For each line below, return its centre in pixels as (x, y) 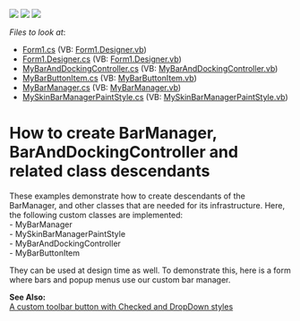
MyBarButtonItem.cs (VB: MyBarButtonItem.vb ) (109, 78)
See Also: (28, 297)
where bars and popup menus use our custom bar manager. (120, 279)
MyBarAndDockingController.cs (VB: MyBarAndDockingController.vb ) (150, 68)
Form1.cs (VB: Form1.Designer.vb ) (85, 50)
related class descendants (110, 171)
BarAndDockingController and (124, 152)
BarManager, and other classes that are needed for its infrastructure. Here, (147, 205)
